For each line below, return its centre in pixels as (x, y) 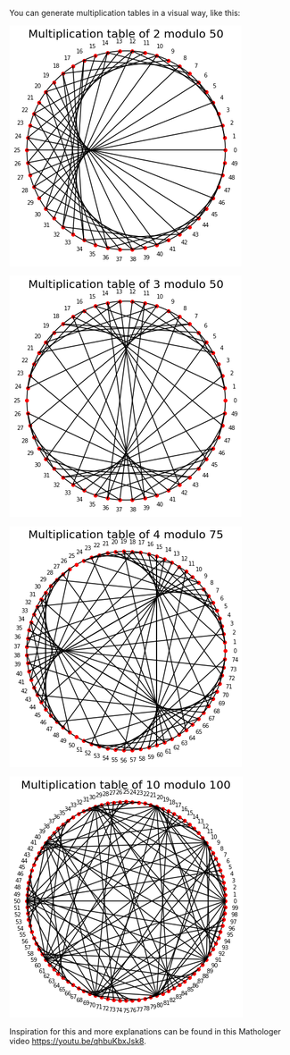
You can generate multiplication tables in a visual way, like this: (125, 13)
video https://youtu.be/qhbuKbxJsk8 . (78, 1041)
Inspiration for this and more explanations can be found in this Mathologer (145, 1031)
